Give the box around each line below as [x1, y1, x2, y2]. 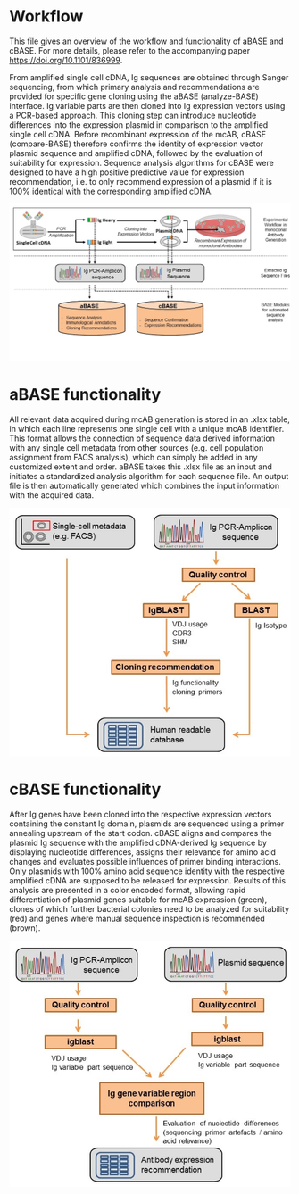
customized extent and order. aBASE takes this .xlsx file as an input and [9, 461, 272, 472]
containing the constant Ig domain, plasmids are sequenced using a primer [9, 818, 285, 829]
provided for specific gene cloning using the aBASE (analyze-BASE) [9, 91, 259, 102]
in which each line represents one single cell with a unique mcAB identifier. [9, 423, 285, 434]
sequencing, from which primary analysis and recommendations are [9, 81, 261, 92]
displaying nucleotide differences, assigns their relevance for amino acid [9, 847, 277, 858]
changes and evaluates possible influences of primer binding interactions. [9, 857, 281, 867]
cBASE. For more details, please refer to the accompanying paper [9, 45, 251, 55]
